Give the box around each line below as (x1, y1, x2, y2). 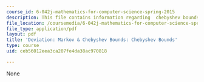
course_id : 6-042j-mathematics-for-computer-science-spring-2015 (6, 8, 175, 15)
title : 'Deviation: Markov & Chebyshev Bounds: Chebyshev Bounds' (6, 37, 178, 43)
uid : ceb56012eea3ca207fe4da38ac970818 (6, 48, 107, 54)
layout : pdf (6, 31, 36, 37)
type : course (6, 43, 39, 49)
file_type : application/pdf (6, 25, 78, 32)
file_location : (6, 20, 45, 26)
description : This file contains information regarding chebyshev (6, 14, 181, 20)
